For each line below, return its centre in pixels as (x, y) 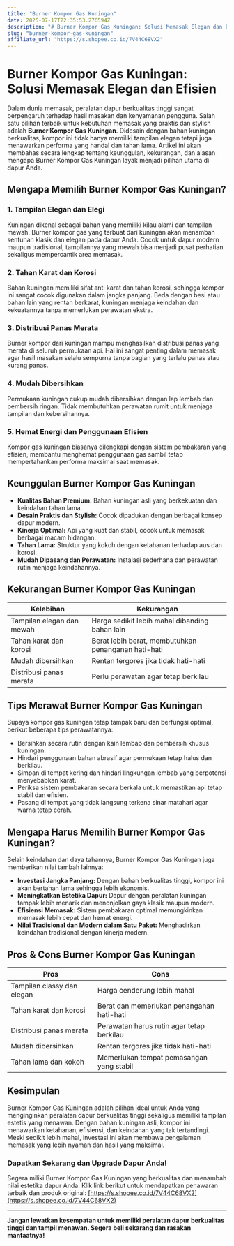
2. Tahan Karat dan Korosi (52, 272)
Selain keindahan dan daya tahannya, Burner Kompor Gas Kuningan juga (111, 860)
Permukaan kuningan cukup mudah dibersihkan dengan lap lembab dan (110, 399)
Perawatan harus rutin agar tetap (151, 1026)
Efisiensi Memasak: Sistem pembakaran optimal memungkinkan (110, 910)
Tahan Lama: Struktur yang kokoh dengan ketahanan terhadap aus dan (120, 544)
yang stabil (115, 1066)
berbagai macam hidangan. (56, 537)
